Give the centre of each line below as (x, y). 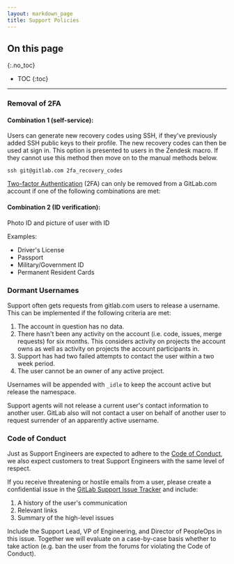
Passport (30, 257)
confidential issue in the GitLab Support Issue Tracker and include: (103, 489)
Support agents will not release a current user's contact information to (108, 405)
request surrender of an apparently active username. (83, 420)
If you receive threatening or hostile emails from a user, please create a (109, 482)
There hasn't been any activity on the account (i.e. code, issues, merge (119, 333)
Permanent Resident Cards (56, 272)
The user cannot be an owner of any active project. (91, 370)
